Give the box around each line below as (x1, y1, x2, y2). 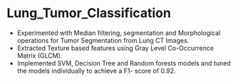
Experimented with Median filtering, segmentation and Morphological (16, 29, 221, 37)
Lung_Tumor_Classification (6, 5, 172, 21)
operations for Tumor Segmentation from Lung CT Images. (16, 36, 190, 44)
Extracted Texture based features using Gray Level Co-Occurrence (16, 43, 214, 52)
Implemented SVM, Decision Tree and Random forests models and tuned (16, 58, 231, 67)
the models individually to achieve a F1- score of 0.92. (16, 66, 176, 75)
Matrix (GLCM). (16, 51, 63, 60)
